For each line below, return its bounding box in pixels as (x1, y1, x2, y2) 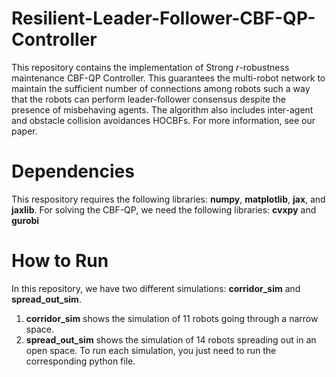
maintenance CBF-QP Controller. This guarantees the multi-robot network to (11, 72, 326, 84)
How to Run (11, 250, 109, 272)
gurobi (11, 214, 40, 226)
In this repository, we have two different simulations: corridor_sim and (11, 282, 301, 294)
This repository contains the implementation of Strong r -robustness (11, 61, 290, 73)
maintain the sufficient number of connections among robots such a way (11, 82, 311, 94)
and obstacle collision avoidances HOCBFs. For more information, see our (11, 114, 316, 126)
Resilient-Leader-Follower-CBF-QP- (11, 7, 316, 30)
